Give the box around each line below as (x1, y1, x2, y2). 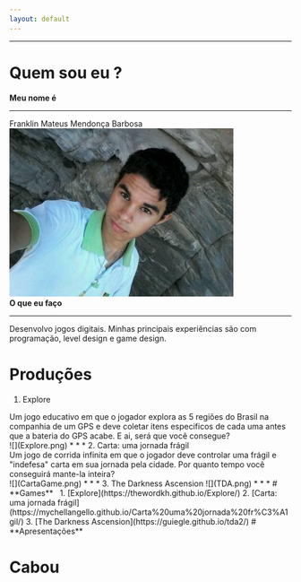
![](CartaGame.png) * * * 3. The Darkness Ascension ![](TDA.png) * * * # (9, 478, 278, 489)
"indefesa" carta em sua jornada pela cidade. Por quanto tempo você (9, 458, 265, 470)
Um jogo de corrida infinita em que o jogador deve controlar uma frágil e (9, 449, 277, 460)
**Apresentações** (9, 526, 83, 536)
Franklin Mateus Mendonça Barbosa (9, 117, 143, 129)
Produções (9, 364, 92, 385)
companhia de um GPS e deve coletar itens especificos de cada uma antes (9, 421, 287, 431)
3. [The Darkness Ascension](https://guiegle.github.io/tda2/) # (25, 516, 257, 526)
